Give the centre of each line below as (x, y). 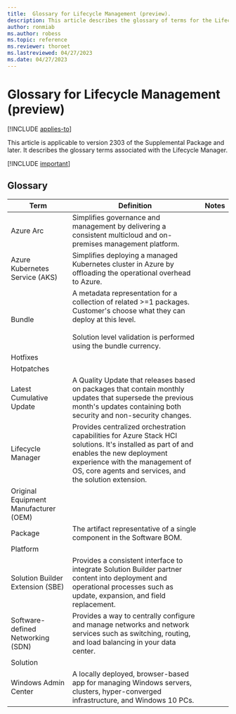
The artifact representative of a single (134, 528)
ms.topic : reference (38, 40)
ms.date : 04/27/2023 (38, 60)
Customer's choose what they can (129, 310)
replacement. (94, 604)
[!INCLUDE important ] (39, 163)
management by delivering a (119, 226)
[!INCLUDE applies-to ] (40, 129)
